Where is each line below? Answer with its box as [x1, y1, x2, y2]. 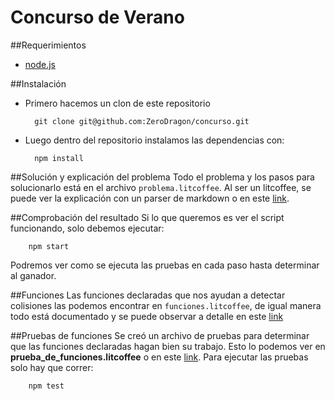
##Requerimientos [10, 39, 87, 51]
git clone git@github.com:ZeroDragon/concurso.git [34, 116, 250, 126]
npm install [34, 153, 84, 163]
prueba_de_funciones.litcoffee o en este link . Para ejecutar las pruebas [10, 351, 309, 363]
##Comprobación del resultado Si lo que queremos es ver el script [10, 211, 285, 223]
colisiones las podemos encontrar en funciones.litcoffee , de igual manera [10, 299, 322, 311]
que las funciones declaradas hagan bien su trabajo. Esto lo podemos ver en [10, 340, 326, 352]
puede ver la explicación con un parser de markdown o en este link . [10, 192, 290, 204]
